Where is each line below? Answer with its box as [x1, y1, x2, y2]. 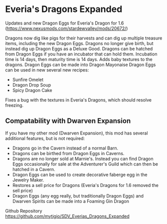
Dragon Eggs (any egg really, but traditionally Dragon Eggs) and [12, 192, 144, 198]
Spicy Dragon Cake [12, 87, 52, 93]
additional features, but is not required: [5, 135, 85, 141]
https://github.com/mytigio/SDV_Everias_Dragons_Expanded [5, 213, 130, 219]
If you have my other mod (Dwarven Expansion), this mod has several [5, 130, 148, 136]
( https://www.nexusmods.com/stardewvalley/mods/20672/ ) [5, 25, 128, 31]
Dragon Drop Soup [12, 81, 51, 88]
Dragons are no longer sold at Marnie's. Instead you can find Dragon [12, 155, 154, 161]
